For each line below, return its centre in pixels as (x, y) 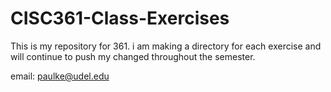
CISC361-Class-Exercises (120, 18)
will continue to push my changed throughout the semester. (133, 56)
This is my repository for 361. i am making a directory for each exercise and (166, 46)
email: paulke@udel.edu (60, 76)
